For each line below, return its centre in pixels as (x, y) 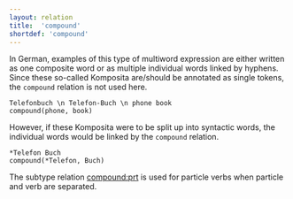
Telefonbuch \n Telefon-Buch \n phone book (91, 103)
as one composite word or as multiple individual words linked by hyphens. (144, 68)
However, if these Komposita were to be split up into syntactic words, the (143, 127)
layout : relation (41, 17)
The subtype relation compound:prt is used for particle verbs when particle (146, 177)
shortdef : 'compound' (49, 34)
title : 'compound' (45, 26)
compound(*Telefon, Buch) (57, 161)
